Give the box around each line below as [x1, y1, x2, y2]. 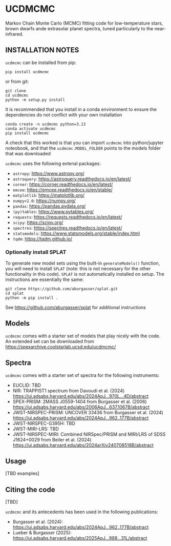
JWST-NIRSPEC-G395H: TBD [12, 420, 76, 426]
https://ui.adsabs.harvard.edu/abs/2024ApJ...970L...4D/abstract [12, 393, 149, 399]
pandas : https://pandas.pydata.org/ [12, 203, 86, 209]
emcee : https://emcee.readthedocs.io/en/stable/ [12, 187, 113, 193]
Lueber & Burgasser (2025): [12, 530, 72, 536]
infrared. [5, 31, 24, 37]
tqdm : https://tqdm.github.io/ [12, 235, 73, 241]
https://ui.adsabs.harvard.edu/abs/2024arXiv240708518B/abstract [12, 442, 154, 448]
